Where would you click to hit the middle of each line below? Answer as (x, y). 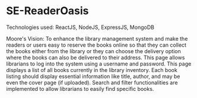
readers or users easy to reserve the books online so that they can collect (96, 45)
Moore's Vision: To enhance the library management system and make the (97, 38)
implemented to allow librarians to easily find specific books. (80, 89)
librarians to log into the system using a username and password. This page (99, 64)
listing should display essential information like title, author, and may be (93, 76)
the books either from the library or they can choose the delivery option (93, 51)
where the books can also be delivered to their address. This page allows (96, 57)
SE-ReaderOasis (47, 11)
